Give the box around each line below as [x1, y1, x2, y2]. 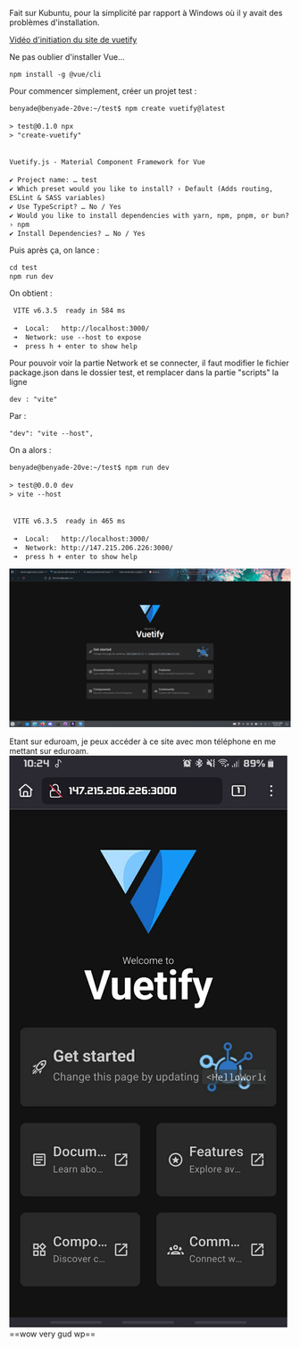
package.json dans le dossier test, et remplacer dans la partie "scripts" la [9, 367, 279, 378]
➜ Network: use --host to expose [12, 333, 142, 342]
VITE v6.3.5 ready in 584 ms [12, 306, 126, 315]
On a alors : [9, 445, 52, 455]
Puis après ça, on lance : [9, 245, 100, 255]
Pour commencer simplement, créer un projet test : [9, 86, 197, 96]
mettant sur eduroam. [9, 745, 89, 756]
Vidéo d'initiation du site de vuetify [9, 35, 137, 45]
